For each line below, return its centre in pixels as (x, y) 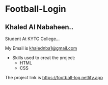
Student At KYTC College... (32, 39)
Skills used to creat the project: (43, 58)
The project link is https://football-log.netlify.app (54, 77)
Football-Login (36, 9)
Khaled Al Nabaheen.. (39, 27)
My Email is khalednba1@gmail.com (41, 48)
